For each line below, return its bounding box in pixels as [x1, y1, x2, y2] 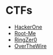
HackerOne [14, 23, 43, 30]
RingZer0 [14, 36, 38, 43]
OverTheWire [14, 42, 47, 50]
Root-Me [14, 29, 36, 36]
